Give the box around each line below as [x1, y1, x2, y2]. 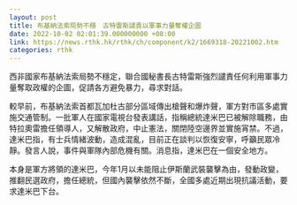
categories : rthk [9, 46, 73, 55]
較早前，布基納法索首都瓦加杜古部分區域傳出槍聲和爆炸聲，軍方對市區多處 [9, 101, 280, 111]
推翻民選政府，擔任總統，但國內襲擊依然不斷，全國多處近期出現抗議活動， [9, 175, 280, 186]
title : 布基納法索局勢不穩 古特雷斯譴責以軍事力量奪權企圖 [9, 21, 202, 30]
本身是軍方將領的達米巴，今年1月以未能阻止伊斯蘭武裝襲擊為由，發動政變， [9, 164, 284, 175]
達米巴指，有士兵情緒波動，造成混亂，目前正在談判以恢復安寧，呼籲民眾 [9, 134, 272, 145]
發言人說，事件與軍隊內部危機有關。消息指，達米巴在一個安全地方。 [24, 145, 272, 156]
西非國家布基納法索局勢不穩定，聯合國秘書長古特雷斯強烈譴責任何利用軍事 [9, 72, 280, 82]
